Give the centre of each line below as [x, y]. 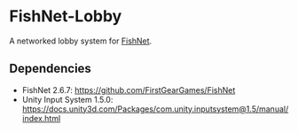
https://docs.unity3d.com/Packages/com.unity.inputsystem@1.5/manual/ [155, 109]
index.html [41, 118]
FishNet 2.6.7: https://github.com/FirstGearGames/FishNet [129, 89]
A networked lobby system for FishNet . [81, 41]
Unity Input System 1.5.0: [67, 99]
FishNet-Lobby [66, 16]
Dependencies [50, 69]
